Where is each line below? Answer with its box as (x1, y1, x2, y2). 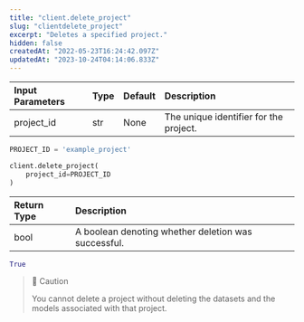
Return (14, 198, 44, 211)
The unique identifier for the (164, 110, 283, 123)
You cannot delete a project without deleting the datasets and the (31, 293, 276, 304)
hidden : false (9, 38, 63, 48)
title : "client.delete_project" (9, 13, 131, 23)
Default (123, 90, 157, 102)
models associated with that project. (31, 303, 167, 314)
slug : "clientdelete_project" (9, 22, 124, 31)
